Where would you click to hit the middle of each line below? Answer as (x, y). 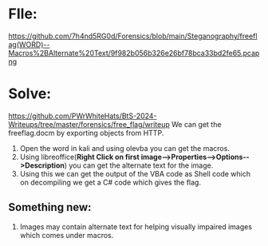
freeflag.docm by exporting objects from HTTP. (86, 133)
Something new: (50, 207)
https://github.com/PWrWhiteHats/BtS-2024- (83, 116)
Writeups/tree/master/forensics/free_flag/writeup (89, 124)
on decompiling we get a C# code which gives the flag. (110, 182)
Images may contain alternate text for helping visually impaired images (136, 226)
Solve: (30, 94)
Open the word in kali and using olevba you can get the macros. (124, 148)
